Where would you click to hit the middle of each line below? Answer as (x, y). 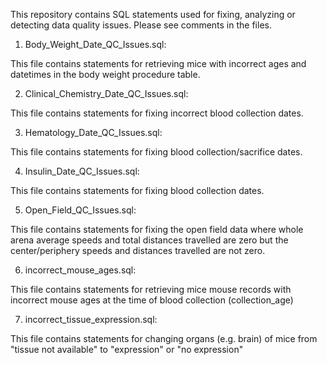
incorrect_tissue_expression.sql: (91, 319)
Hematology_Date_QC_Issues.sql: (93, 132)
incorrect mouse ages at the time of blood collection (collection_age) (152, 300)
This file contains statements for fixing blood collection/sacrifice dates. (156, 152)
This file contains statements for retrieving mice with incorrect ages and (158, 63)
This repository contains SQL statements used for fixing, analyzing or (153, 14)
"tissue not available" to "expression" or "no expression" (127, 349)
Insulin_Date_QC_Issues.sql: (82, 171)
